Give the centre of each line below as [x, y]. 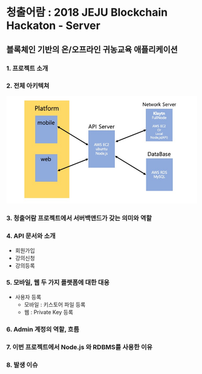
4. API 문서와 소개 [31, 236]
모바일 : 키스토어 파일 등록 [55, 304]
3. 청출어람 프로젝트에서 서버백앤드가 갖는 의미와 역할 [79, 218]
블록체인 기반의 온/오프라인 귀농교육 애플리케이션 [92, 49]
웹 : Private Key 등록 [49, 312]
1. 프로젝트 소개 [27, 68]
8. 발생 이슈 [22, 365]
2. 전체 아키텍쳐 [28, 86]
